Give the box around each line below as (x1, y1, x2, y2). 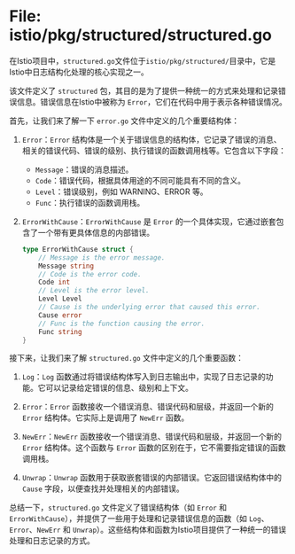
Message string (38, 261, 95, 270)
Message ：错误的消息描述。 (35, 164, 134, 175)
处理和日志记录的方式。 (9, 535, 95, 546)
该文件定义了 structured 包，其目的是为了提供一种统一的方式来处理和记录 (9, 85, 279, 96)
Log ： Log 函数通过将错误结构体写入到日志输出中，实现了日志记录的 (21, 371, 266, 382)
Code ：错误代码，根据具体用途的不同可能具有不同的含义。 (35, 175, 246, 185)
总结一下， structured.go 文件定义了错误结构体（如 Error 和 (9, 503, 228, 513)
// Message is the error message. (38, 253, 166, 262)
